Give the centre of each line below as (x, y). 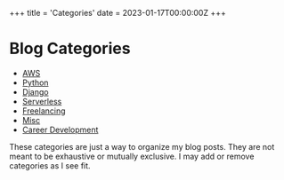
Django (35, 91)
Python (35, 82)
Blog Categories (70, 49)
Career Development (60, 129)
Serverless (42, 101)
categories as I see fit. (50, 165)
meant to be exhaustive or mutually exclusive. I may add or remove (132, 156)
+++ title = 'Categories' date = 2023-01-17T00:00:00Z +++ (118, 13)
